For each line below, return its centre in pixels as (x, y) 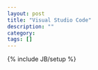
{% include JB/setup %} (42, 59)
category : (22, 33)
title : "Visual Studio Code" (49, 20)
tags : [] (20, 40)
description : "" (31, 26)
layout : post (26, 14)
